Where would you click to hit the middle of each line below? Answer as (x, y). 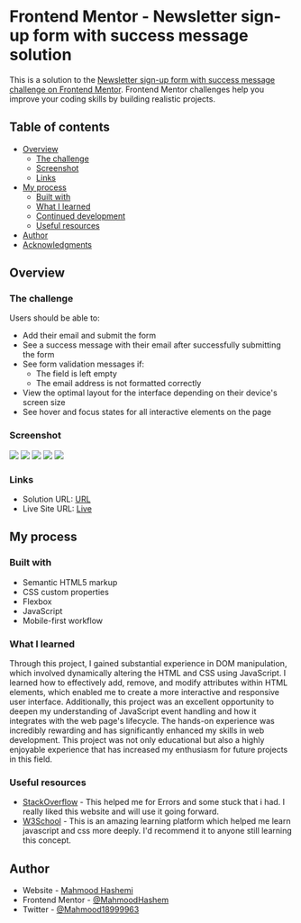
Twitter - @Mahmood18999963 (81, 909)
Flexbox (37, 602)
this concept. (47, 840)
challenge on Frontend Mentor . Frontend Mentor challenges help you (137, 89)
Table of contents (59, 127)
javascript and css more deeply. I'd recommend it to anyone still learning (157, 831)
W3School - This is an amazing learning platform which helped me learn (156, 821)
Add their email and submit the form (89, 336)
